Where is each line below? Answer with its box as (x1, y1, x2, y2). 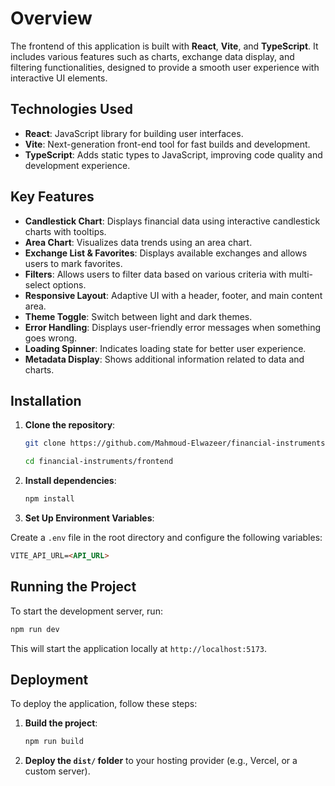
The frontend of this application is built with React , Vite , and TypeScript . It (10, 40, 319, 52)
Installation (10, 392, 82, 409)
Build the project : (24, 717, 98, 729)
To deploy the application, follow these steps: (10, 698, 198, 710)
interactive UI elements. (10, 72, 108, 84)
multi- (288, 268, 313, 280)
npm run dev (10, 624, 60, 634)
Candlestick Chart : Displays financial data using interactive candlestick (24, 215, 321, 227)
